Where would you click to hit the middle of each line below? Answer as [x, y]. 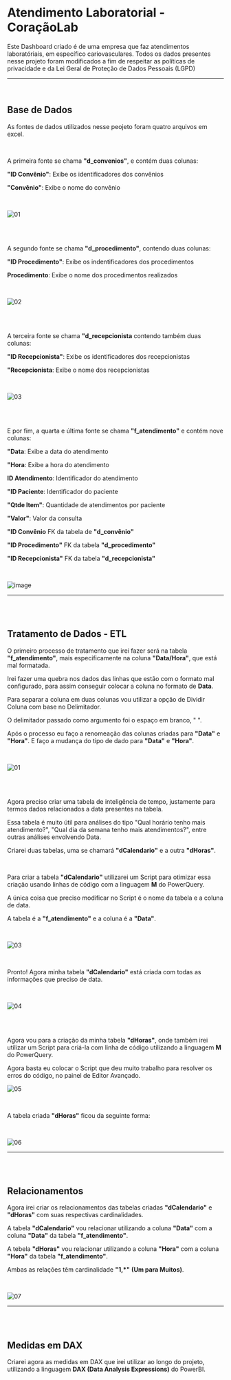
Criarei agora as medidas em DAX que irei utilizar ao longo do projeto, [106, 1362]
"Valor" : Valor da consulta [45, 518]
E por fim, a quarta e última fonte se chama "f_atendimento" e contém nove [115, 431]
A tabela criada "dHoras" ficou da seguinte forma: [79, 1115]
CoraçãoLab [43, 27]
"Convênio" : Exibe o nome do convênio [64, 187]
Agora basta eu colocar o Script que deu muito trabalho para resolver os [110, 1068]
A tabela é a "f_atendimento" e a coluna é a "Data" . [81, 918]
